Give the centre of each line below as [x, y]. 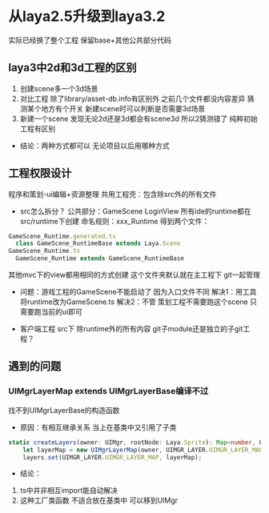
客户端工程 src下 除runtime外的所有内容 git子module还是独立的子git [131, 329]
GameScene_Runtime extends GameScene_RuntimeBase [100, 259]
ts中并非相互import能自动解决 [69, 491]
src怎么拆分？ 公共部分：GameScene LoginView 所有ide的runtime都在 [135, 211]
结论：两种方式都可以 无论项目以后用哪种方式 [94, 146]
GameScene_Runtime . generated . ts [62, 236]
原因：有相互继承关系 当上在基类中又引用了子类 [98, 427]
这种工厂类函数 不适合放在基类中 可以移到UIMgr [99, 500]
